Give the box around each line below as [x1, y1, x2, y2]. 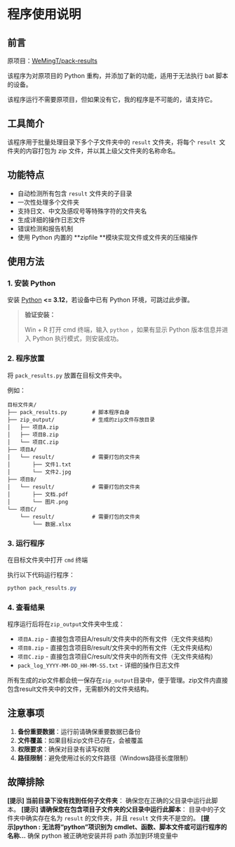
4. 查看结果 [7, 602, 45, 612]
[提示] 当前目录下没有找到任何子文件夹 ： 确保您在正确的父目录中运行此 [7, 796, 212, 805]
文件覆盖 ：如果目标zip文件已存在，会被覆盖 [17, 736, 144, 744]
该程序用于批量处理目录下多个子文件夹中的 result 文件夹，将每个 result [7, 138, 216, 146]
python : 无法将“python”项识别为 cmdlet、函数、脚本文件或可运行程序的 [15, 822, 227, 831]
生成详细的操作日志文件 [17, 215, 86, 224]
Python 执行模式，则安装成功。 [32, 335, 123, 343]
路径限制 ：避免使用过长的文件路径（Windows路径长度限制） [17, 754, 192, 762]
